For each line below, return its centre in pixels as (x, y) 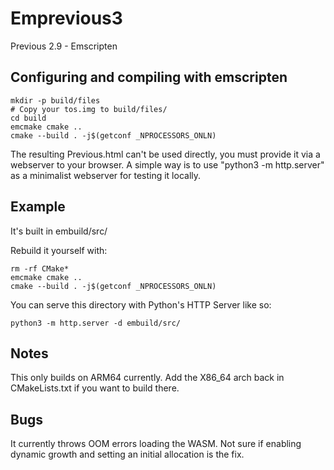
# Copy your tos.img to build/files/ (89, 109)
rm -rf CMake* (40, 268)
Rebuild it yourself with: (59, 250)
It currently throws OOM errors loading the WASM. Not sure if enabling (156, 444)
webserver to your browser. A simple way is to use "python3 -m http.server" (167, 164)
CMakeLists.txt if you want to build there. (95, 388)
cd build (28, 118)
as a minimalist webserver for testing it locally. (106, 175)
